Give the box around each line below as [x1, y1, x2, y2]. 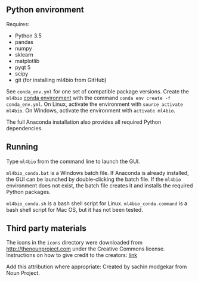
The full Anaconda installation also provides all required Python [6, 118, 162, 126]
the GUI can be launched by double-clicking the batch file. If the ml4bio [6, 176, 181, 183]
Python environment [6, 5, 85, 15]
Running [6, 142, 39, 152]
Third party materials [6, 223, 86, 234]
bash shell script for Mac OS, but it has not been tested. [6, 206, 143, 213]
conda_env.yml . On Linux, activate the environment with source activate [6, 101, 183, 108]
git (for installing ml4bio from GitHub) [14, 76, 107, 83]
